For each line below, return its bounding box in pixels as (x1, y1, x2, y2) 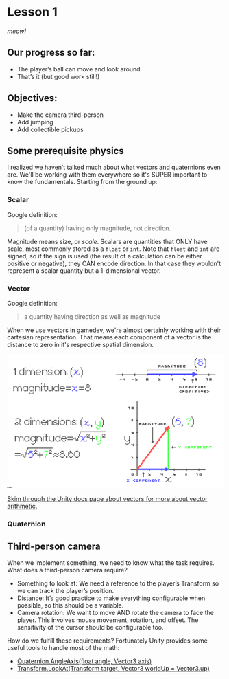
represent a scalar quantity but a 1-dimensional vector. (7, 266, 161, 275)
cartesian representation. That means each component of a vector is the (7, 333, 212, 341)
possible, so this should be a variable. (16, 601, 124, 610)
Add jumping (16, 118, 53, 126)
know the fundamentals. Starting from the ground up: (7, 178, 158, 186)
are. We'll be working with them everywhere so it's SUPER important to (7, 170, 208, 179)
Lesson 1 (7, 4, 58, 20)
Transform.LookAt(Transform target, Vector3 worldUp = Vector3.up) (16, 665, 210, 673)
